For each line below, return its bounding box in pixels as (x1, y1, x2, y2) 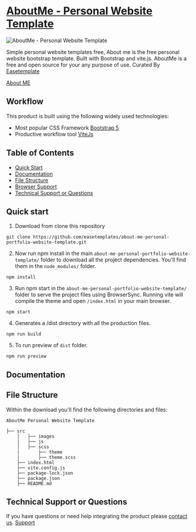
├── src (6, 428, 26, 434)
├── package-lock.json (17, 470, 73, 476)
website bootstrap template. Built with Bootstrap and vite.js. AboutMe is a (6, 55, 187, 62)
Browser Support (14, 183, 57, 190)
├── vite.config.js (17, 465, 66, 471)
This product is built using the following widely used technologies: (6, 112, 169, 119)
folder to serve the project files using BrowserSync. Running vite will (14, 291, 183, 298)
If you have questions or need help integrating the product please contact (6, 513, 188, 520)
